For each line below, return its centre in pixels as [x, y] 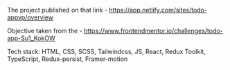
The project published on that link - [57, 10]
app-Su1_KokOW [31, 38]
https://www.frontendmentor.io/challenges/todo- [153, 31]
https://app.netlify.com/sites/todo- [158, 10]
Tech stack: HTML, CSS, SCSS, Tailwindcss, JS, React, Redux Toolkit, [106, 52]
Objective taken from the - [45, 31]
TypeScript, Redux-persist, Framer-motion [68, 59]
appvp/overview [30, 17]
